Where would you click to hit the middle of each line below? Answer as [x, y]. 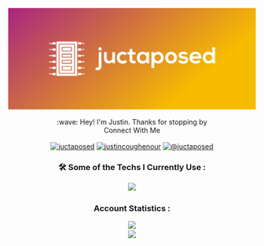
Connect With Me [132, 130]
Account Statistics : [132, 208]
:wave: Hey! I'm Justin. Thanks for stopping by [132, 122]
